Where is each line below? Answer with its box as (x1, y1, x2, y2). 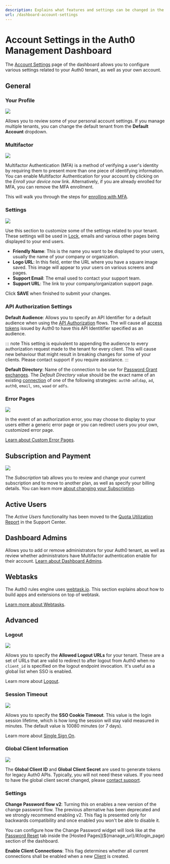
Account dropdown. (5, 129, 48, 135)
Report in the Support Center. (5, 519, 67, 525)
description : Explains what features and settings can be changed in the (5, 7, 164, 13)
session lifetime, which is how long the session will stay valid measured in (5, 717, 159, 723)
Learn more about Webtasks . (5, 601, 66, 607)
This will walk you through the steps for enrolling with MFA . (5, 194, 129, 200)
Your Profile (5, 97, 35, 104)
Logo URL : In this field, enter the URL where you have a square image (12, 259, 158, 265)
